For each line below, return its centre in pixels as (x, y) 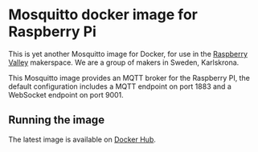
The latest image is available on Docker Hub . (82, 139)
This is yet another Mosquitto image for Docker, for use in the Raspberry (128, 54)
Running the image (57, 120)
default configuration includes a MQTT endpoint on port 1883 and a (120, 86)
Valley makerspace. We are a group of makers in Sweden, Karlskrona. (124, 62)
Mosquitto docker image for (103, 15)
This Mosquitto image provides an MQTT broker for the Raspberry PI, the (129, 78)
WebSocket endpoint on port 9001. (66, 94)
